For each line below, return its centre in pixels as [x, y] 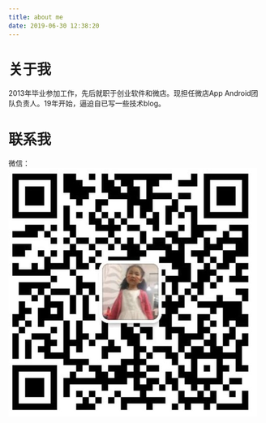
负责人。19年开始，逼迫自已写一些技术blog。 [90, 104]
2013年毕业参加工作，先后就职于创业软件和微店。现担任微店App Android [130, 93]
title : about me [36, 17]
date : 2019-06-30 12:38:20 [54, 26]
